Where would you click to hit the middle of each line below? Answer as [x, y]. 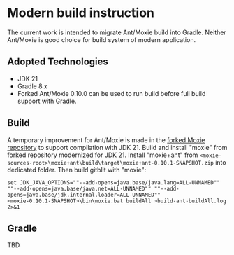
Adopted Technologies [58, 62]
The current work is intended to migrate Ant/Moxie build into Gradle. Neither [117, 32]
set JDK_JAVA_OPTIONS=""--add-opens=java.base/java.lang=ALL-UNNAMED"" [114, 182]
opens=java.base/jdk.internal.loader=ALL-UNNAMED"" [84, 195]
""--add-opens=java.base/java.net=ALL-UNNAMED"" [79, 188]
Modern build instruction [81, 13]
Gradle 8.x [32, 86]
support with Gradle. [47, 101]
